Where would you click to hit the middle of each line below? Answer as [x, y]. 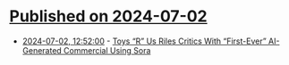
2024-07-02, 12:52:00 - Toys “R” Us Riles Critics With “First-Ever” [144, 41]
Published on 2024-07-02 [108, 16]
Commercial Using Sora [107, 50]
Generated [42, 50]
